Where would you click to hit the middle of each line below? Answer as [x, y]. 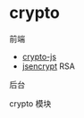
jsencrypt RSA [49, 66]
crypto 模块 [30, 103]
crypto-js [39, 56]
